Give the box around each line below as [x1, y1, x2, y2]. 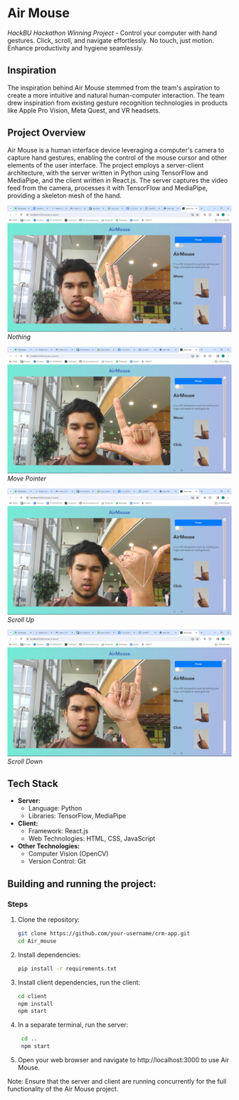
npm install [17, 1000, 53, 1007]
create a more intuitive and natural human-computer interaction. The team [7, 91, 225, 99]
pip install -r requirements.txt [17, 965, 117, 972]
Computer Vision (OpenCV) [28, 850, 109, 858]
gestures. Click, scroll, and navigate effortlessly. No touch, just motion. [7, 36, 215, 44]
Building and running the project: [7, 878, 156, 890]
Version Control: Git [28, 857, 87, 865]
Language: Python [28, 804, 83, 813]
